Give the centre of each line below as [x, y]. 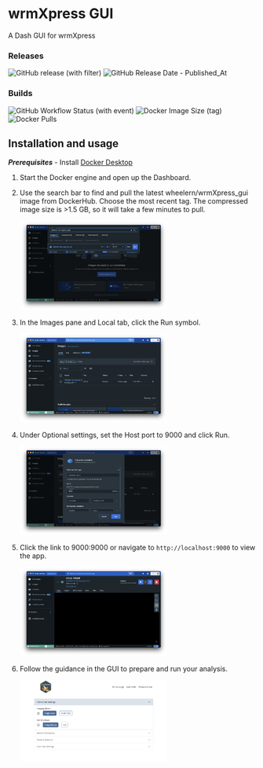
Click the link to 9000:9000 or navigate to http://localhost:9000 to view [137, 548]
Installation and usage [64, 143]
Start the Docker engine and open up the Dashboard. [105, 178]
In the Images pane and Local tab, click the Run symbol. [110, 322]
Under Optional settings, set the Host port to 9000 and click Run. [124, 435]
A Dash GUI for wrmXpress [52, 35]
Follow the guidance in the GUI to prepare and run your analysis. [124, 668]
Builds [20, 94]
